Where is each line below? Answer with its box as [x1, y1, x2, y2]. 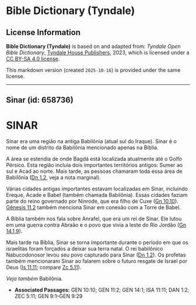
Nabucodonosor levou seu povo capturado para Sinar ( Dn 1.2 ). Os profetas [6, 251, 186, 258]
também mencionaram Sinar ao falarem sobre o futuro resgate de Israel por [6, 258, 188, 265]
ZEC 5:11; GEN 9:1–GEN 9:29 [14, 293, 83, 300]
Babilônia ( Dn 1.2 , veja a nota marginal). [6, 174, 101, 181]
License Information [6, 27, 80, 37]
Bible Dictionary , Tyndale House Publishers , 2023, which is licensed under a [6, 49, 190, 56]
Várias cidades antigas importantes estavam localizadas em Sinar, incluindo [6, 185, 188, 192]
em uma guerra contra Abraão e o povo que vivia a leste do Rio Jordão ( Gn [6, 221, 187, 228]
